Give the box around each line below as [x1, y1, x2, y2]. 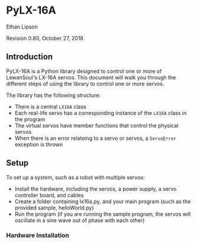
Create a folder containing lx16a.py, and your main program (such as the [14, 198, 191, 205]
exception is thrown [14, 140, 63, 148]
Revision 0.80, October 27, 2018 [6, 34, 84, 41]
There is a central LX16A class [14, 103, 87, 110]
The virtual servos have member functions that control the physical [14, 122, 179, 129]
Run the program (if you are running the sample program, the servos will [14, 210, 191, 217]
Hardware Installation [6, 232, 70, 240]
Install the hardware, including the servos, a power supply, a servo [14, 185, 177, 192]
